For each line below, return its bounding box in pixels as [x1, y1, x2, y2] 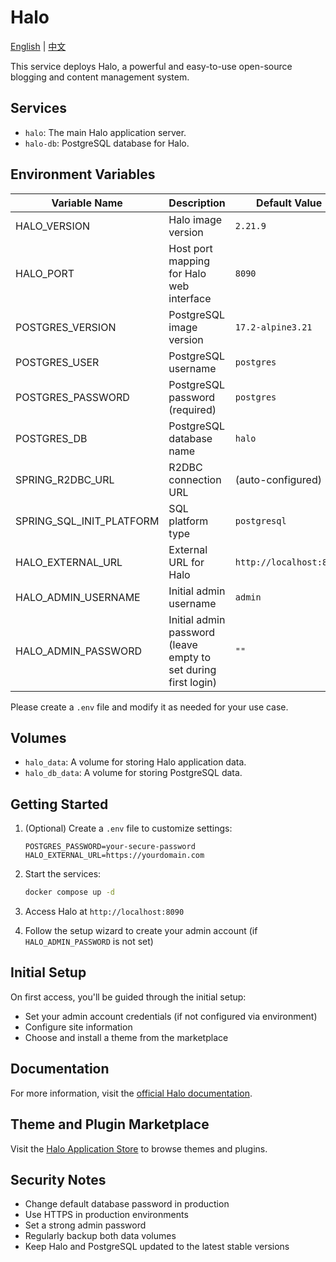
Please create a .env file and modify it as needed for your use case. [10, 701, 289, 713]
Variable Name [51, 196, 123, 210]
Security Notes [10, 1171, 107, 1188]
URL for [168, 555, 205, 569]
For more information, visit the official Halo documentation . [10, 1087, 253, 1099]
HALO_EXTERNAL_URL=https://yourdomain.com [24, 851, 205, 861]
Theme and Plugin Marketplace [10, 1116, 210, 1133]
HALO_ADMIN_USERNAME [15, 590, 141, 604]
